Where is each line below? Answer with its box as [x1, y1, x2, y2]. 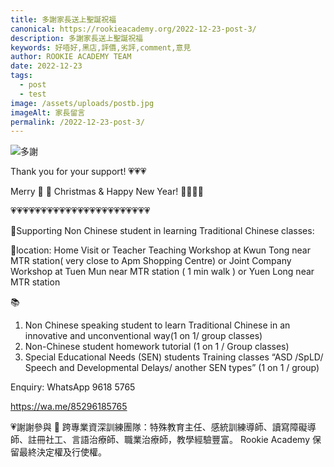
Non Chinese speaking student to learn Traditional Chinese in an [24, 319, 291, 331]
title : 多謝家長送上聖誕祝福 [10, 14, 117, 25]
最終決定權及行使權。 [18, 446, 107, 458]
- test [19, 89, 47, 99]
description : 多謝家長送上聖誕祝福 [10, 33, 143, 43]
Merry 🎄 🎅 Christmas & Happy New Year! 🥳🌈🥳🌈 [10, 186, 204, 198]
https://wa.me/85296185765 [10, 401, 128, 413]
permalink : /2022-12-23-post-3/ [10, 117, 145, 127]
